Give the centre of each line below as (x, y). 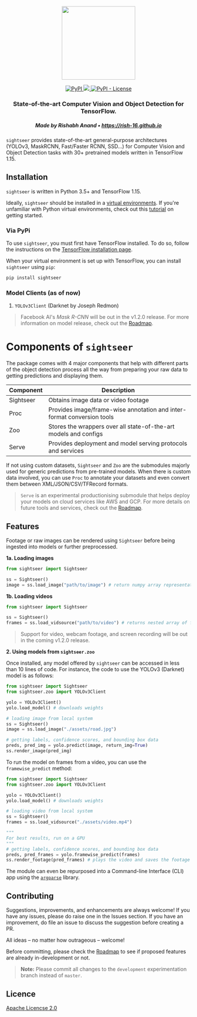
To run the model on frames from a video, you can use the (76, 762)
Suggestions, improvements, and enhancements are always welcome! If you (98, 910)
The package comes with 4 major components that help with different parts (97, 363)
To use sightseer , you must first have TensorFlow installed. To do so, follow (98, 243)
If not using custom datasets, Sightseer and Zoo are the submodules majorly (98, 465)
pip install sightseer (34, 278)
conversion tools (91, 417)
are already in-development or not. (48, 958)
